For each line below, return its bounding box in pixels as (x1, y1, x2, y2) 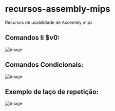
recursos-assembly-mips (5, 3, 111, 15)
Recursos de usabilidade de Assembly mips (5, 19, 93, 25)
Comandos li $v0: (5, 34, 60, 42)
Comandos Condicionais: (5, 61, 84, 69)
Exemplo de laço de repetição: (5, 88, 99, 96)
